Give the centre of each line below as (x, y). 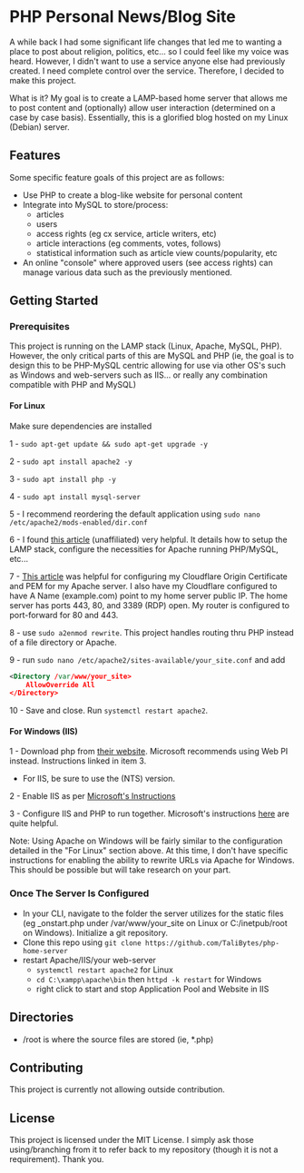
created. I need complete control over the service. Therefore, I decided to (147, 71)
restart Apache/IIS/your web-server (89, 960)
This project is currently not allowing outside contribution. (117, 1089)
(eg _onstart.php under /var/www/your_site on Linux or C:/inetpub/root (155, 922)
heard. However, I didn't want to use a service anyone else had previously (147, 61)
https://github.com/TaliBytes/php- (212, 943)
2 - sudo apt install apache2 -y (71, 461)
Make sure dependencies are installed (81, 426)
